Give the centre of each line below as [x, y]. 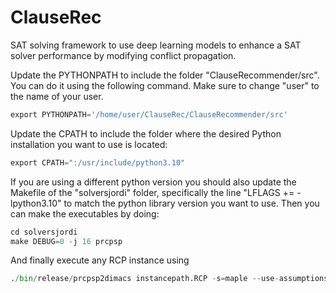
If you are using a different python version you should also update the [153, 182]
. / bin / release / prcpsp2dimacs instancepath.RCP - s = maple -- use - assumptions [169, 279]
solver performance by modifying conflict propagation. [123, 55]
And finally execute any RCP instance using [100, 260]
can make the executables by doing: [85, 213]
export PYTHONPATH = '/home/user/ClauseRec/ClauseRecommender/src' [149, 114]
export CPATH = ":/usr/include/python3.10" [98, 162]
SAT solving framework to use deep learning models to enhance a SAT [156, 45]
